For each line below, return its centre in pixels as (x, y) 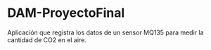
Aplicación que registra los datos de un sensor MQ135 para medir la (105, 32)
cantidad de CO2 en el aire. (47, 39)
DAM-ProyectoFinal (66, 13)
